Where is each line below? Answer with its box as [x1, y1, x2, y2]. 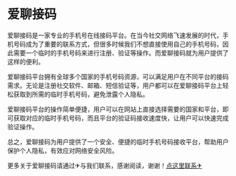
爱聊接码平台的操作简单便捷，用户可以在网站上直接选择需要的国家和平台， [7, 105, 223, 113]
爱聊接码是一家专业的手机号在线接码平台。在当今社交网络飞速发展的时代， [7, 31, 223, 39]
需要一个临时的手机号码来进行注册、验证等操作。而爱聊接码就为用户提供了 [13, 49, 229, 57]
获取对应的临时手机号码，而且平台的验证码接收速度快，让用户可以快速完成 [13, 113, 229, 122]
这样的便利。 [7, 57, 44, 65]
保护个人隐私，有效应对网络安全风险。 [7, 146, 118, 155]
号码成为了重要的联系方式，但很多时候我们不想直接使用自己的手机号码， [13, 39, 223, 48]
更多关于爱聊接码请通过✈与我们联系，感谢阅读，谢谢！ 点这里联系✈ [7, 161, 202, 170]
